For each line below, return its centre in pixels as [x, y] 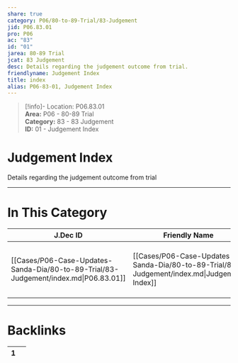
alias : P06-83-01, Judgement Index [60, 86]
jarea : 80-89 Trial [36, 54]
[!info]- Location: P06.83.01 [64, 106]
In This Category [57, 213]
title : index [27, 80]
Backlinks [37, 331]
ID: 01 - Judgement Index [62, 129]
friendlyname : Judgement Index [53, 73]
